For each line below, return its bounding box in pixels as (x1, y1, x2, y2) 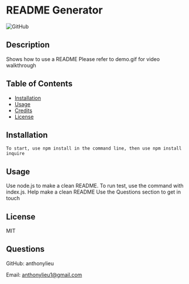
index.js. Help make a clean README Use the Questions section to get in (6, 188, 181, 195)
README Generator (6, 4, 103, 17)
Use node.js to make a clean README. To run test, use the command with (6, 182, 184, 190)
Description (6, 40, 50, 50)
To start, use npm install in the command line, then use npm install (6, 146, 182, 151)
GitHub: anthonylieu (6, 259, 54, 267)
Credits (14, 107, 33, 114)
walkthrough (6, 62, 36, 69)
